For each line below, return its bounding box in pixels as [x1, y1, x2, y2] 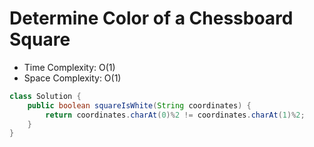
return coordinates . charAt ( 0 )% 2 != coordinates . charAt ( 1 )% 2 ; [45, 110, 306, 120]
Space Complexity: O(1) [23, 72, 122, 84]
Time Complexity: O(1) [23, 61, 116, 73]
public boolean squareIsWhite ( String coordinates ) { [27, 100, 252, 111]
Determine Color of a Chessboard [9, 7, 294, 30]
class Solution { [9, 91, 82, 101]
